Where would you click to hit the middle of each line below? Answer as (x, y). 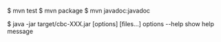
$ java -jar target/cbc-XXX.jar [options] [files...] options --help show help (111, 24)
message (20, 31)
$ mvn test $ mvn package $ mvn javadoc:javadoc (78, 11)
